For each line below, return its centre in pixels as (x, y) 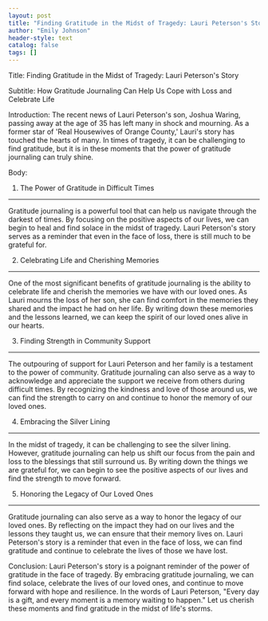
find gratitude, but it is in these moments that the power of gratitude (120, 149)
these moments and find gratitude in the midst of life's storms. (110, 608)
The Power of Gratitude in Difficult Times (87, 188)
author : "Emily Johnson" (49, 30)
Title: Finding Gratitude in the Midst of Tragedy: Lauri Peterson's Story (124, 75)
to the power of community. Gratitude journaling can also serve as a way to (132, 372)
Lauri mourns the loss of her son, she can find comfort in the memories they (134, 300)
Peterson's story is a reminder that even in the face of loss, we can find (126, 542)
